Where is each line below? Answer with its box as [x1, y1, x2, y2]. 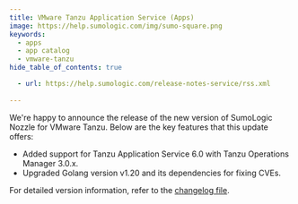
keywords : [9, 30, 47, 38]
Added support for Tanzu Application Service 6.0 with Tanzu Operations [22, 149, 290, 159]
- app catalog [17, 47, 70, 55]
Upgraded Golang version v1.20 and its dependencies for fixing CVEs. [22, 167, 281, 178]
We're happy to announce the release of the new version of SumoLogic [9, 112, 273, 123]
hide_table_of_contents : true [9, 64, 123, 72]
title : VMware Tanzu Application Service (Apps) [9, 13, 195, 22]
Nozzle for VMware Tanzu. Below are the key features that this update [9, 122, 269, 132]
